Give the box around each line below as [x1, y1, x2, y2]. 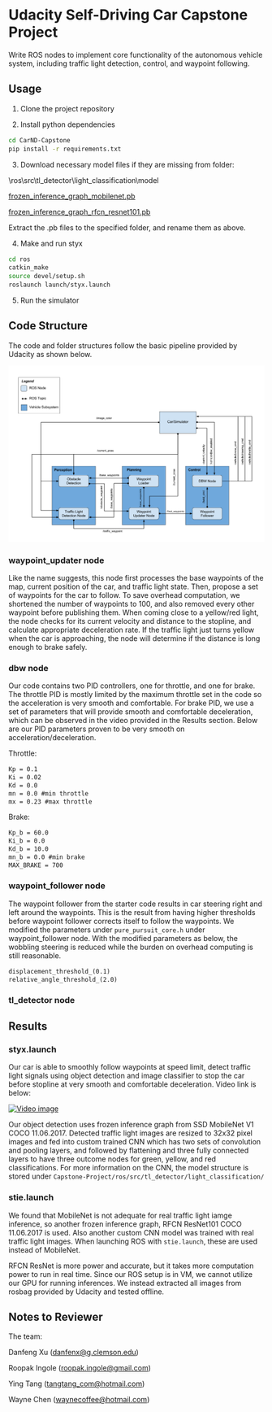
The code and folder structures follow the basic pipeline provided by [8, 340, 238, 351]
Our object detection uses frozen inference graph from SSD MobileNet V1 [8, 1120, 254, 1130]
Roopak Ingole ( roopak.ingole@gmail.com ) [8, 1363, 152, 1373]
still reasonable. [8, 950, 62, 961]
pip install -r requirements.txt [8, 145, 122, 153]
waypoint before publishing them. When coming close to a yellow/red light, [8, 608, 259, 617]
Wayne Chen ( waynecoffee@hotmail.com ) [8, 1395, 150, 1405]
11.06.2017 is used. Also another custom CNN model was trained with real [8, 1227, 254, 1237]
